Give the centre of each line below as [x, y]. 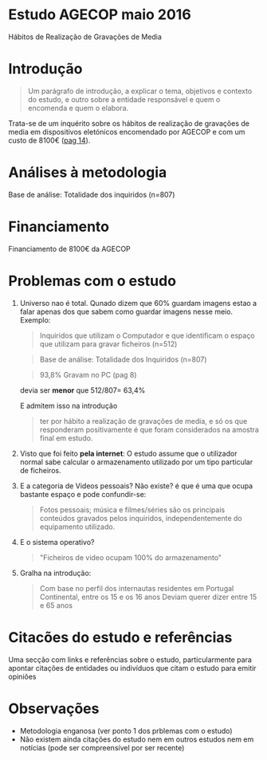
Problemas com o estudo [92, 281]
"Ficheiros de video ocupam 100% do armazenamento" [130, 557]
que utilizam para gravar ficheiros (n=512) [108, 343]
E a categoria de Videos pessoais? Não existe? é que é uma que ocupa [136, 486]
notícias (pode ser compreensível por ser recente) [102, 747]
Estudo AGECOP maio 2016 [100, 15]
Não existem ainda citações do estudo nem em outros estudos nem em [137, 739]
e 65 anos [56, 605]
